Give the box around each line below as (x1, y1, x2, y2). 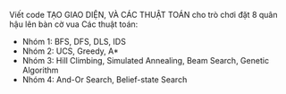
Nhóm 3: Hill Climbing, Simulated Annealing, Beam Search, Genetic (21, 56, 270, 65)
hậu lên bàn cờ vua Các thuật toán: (9, 19, 139, 30)
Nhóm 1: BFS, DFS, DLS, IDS (21, 37, 127, 47)
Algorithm (21, 64, 59, 75)
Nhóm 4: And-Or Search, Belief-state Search (21, 74, 188, 85)
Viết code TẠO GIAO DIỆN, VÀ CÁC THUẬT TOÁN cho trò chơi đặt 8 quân (9, 10, 278, 20)
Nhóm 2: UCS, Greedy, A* (21, 46, 119, 56)
